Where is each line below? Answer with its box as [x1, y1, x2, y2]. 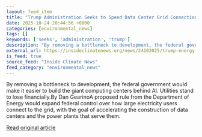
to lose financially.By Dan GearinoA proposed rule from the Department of [6, 93, 189, 101]
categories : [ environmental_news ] [6, 25, 93, 32]
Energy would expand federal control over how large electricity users [6, 100, 177, 107]
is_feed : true [6, 53, 42, 59]
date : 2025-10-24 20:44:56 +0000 [6, 20, 90, 26]
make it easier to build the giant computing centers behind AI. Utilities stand [6, 87, 194, 95]
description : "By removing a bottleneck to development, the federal [6, 42, 185, 48]
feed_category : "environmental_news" [6, 64, 101, 71]
